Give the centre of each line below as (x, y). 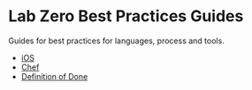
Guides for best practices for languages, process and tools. (116, 41)
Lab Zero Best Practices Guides (126, 16)
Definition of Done (54, 76)
